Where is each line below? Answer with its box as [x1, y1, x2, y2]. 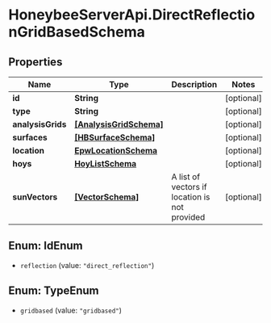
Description [171, 79, 218, 90]
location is [171, 191, 211, 203]
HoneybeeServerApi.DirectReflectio [8, 6, 256, 24]
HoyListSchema [73, 158, 137, 169]
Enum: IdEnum [8, 239, 83, 253]
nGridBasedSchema [8, 23, 145, 41]
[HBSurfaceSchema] [73, 132, 156, 143]
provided [171, 212, 206, 223]
